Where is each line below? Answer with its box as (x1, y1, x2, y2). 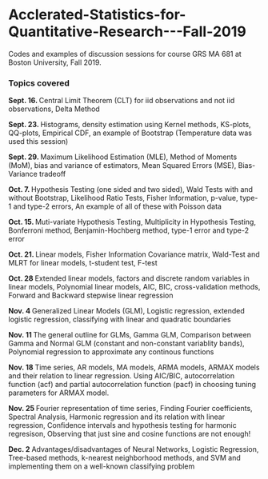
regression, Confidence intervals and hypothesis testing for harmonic (8, 421, 238, 430)
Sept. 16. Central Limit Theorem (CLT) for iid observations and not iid (8, 96, 235, 106)
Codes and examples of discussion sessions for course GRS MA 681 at (8, 49, 242, 58)
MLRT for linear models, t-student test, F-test (8, 258, 158, 268)
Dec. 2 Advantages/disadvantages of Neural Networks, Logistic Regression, (8, 445, 259, 454)
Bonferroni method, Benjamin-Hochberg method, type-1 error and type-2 (8, 226, 250, 235)
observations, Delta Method (8, 104, 100, 114)
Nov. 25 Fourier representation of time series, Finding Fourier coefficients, (8, 404, 254, 413)
